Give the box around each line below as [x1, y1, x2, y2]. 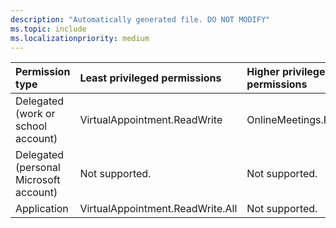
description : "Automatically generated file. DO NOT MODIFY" [10, 14, 271, 25]
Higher [246, 65, 280, 79]
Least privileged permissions [79, 71, 222, 85]
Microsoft [15, 173, 61, 187]
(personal [15, 161, 61, 175]
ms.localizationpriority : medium [10, 33, 150, 43]
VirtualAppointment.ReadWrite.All [79, 202, 238, 216]
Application [15, 202, 69, 216]
